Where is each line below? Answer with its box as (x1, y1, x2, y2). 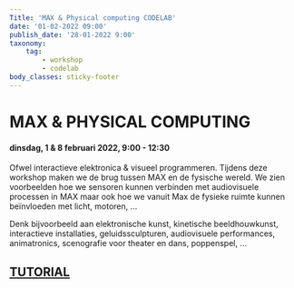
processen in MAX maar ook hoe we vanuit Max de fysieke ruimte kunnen (9, 192, 286, 203)
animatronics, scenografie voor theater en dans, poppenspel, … (9, 238, 248, 249)
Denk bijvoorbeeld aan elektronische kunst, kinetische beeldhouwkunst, (9, 219, 279, 230)
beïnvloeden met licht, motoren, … (9, 201, 138, 212)
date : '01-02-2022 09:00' (9, 22, 107, 31)
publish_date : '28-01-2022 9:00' (9, 30, 136, 39)
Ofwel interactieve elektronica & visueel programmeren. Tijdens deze (9, 163, 268, 174)
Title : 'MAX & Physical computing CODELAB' (9, 13, 177, 23)
